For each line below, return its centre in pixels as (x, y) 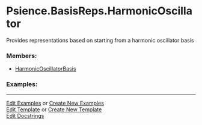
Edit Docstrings (25, 115)
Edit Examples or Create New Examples (55, 103)
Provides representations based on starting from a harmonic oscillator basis (100, 40)
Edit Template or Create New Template (54, 109)
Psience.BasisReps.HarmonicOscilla (99, 11)
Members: (22, 56)
